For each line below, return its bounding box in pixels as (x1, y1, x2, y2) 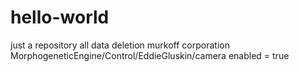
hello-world (10, 6, 110, 29)
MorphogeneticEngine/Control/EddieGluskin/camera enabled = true (10, 49, 290, 61)
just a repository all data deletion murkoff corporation (10, 39, 230, 51)
